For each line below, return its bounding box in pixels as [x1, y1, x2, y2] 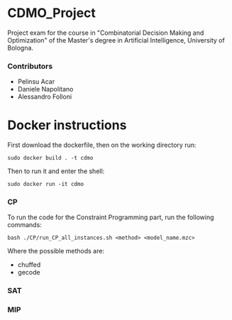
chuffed [17, 260, 41, 269]
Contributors [7, 61, 53, 71]
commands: [7, 221, 43, 229]
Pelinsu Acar [17, 77, 55, 86]
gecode [17, 268, 40, 277]
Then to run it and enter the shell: [7, 167, 105, 175]
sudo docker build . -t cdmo [7, 155, 94, 162]
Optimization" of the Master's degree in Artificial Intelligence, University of [7, 35, 225, 44]
